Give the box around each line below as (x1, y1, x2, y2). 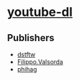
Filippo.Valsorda (17, 58, 63, 66)
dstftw (17, 50, 36, 58)
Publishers (7, 32, 54, 44)
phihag (17, 65, 37, 73)
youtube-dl (7, 4, 73, 20)
